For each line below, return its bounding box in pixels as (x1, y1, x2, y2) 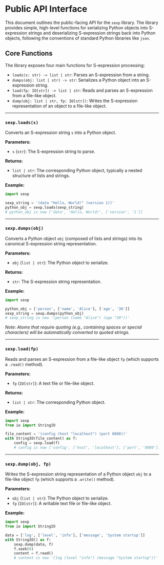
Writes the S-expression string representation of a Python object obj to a (5, 471, 151, 477)
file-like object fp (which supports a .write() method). (5, 477, 115, 482)
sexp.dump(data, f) (14, 542, 54, 547)
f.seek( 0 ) (14, 546, 34, 551)
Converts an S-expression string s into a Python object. (5, 130, 116, 135)
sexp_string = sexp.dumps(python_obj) (5, 311, 84, 316)
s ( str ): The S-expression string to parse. (12, 149, 96, 154)
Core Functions (5, 49, 53, 58)
